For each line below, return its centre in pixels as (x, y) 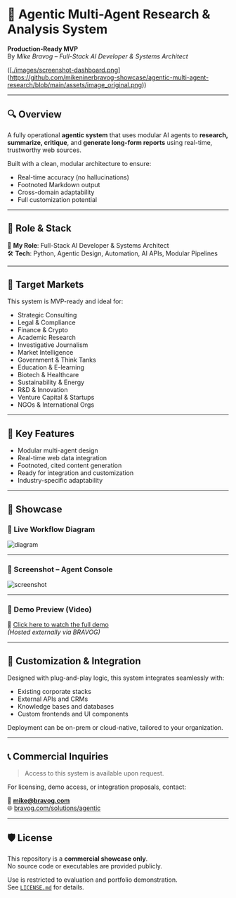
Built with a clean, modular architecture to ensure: (79, 163)
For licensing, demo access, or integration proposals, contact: (97, 787)
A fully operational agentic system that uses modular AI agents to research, (118, 135)
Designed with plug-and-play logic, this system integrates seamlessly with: (116, 678)
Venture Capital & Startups (56, 398)
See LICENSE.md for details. (46, 887)
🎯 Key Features (41, 433)
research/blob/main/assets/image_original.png (75, 84)
